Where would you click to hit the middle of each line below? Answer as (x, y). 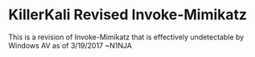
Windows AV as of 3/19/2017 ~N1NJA (70, 45)
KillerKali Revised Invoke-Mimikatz (128, 15)
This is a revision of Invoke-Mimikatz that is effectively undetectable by (126, 37)
